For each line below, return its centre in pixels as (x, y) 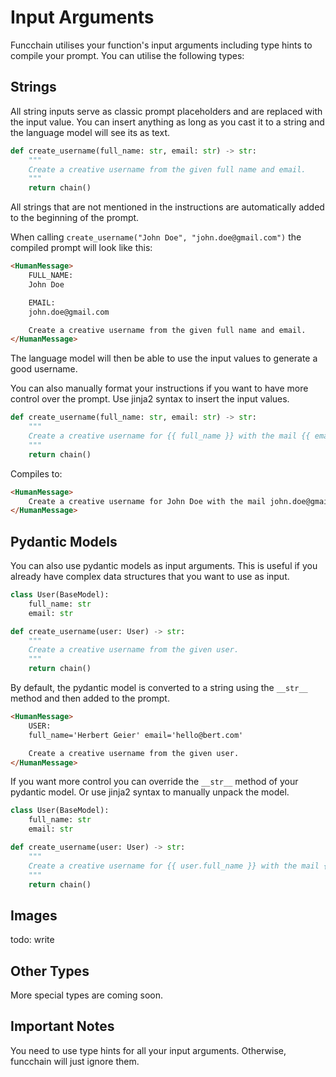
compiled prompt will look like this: (81, 248)
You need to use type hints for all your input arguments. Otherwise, (148, 1050)
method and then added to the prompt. (90, 698)
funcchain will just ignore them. (75, 1061)
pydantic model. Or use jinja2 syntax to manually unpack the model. (150, 792)
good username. (44, 369)
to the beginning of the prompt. (75, 218)
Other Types (50, 971)
